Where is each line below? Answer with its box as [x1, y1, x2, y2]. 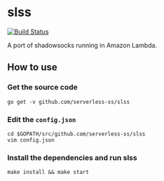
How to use [7, 61, 57, 74]
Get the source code [7, 82, 78, 92]
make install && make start [7, 169, 90, 176]
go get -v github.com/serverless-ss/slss [7, 98, 130, 105]
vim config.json [7, 136, 55, 144]
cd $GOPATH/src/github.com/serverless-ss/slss [7, 130, 146, 138]
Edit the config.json [7, 114, 76, 124]
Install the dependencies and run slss [7, 152, 138, 162]
